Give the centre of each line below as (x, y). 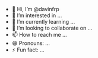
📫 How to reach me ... (39, 35)
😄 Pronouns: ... (31, 43)
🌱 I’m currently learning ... (43, 22)
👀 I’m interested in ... (37, 15)
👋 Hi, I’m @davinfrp (35, 9)
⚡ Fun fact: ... (28, 50)
